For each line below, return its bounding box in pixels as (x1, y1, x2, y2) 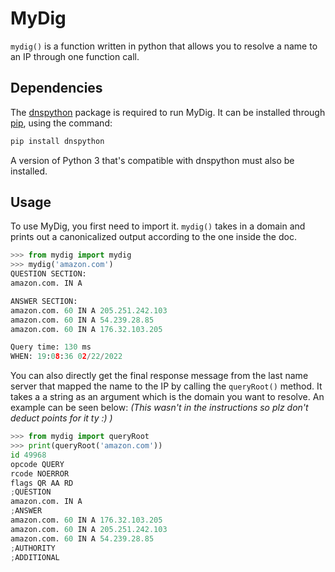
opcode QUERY (10, 459, 65, 469)
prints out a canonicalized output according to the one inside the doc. (10, 231, 297, 243)
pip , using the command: (10, 117, 113, 129)
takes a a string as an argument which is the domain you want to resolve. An (10, 391, 325, 403)
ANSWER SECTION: (10, 296, 78, 306)
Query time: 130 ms (10, 342, 92, 352)
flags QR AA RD (10, 478, 74, 488)
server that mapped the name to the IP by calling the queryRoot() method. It (10, 380, 323, 392)
